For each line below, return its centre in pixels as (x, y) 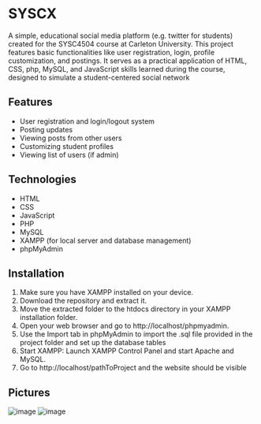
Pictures (29, 392)
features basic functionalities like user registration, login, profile (112, 52)
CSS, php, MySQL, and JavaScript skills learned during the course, (117, 69)
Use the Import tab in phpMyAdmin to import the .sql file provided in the (136, 334)
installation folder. (48, 318)
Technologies (43, 179)
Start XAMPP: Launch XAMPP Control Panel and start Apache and (127, 351)
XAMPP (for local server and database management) (105, 240)
